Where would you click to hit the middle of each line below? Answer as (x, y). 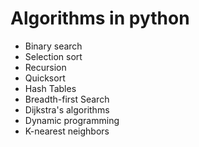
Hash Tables (50, 88)
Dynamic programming (72, 120)
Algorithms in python (100, 18)
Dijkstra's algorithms (67, 109)
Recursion (45, 67)
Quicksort (45, 78)
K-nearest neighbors (67, 131)
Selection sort (53, 56)
